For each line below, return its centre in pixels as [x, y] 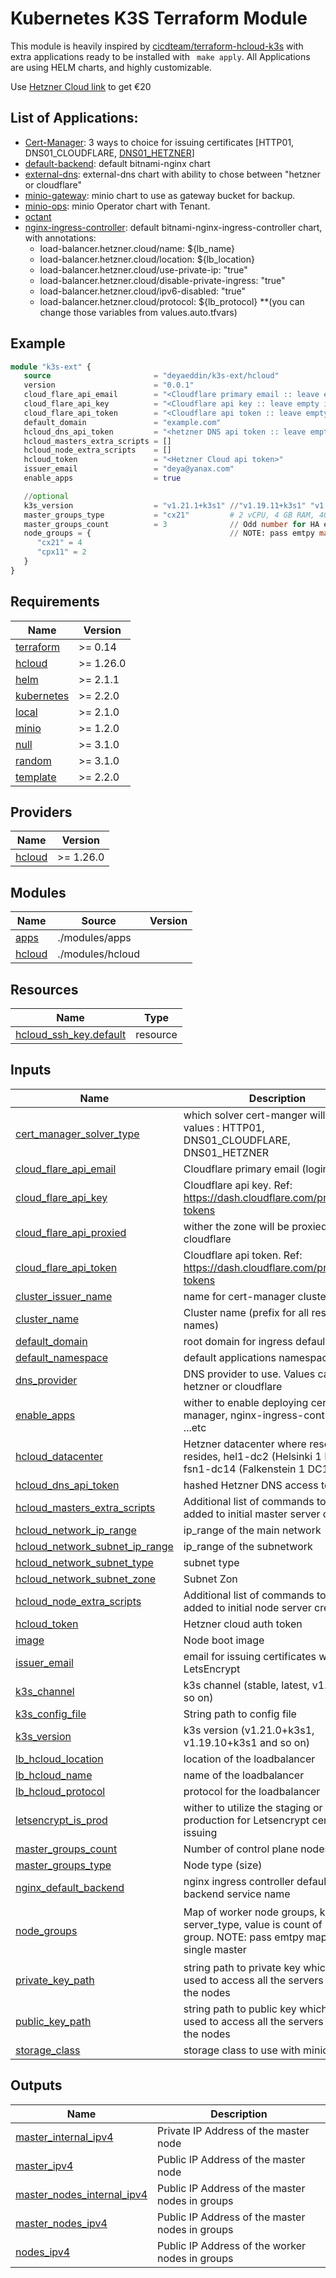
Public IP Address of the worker [232, 2245]
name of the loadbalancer [244, 1775]
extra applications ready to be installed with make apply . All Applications [160, 56]
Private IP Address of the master [233, 2130]
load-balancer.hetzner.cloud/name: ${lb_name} [137, 248]
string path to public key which [255, 2009]
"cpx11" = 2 [61, 552]
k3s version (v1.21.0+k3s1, [249, 1730]
